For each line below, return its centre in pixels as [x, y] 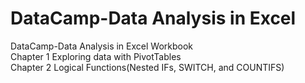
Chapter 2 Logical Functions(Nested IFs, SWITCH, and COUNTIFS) [147, 67]
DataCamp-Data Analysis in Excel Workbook [102, 46]
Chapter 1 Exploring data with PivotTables [96, 56]
